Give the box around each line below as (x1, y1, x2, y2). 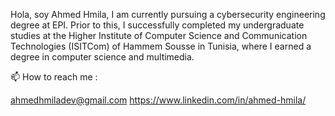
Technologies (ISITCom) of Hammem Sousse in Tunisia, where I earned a (10, 40, 312, 52)
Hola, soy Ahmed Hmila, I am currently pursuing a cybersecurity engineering (10, 9, 326, 20)
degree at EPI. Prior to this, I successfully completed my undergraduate (10, 19, 305, 31)
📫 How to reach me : (10, 71, 98, 83)
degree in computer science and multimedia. (10, 51, 195, 63)
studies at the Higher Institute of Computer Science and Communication (10, 30, 308, 41)
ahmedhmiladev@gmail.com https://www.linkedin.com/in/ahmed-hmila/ (10, 94, 307, 106)
